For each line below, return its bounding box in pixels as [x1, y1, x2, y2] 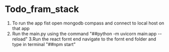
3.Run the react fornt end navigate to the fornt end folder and [28, 36, 156, 42]
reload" [12, 36, 28, 42]
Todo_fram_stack [5, 3, 79, 15]
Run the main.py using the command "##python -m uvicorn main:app [12, 30, 157, 36]
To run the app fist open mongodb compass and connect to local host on [12, 20, 164, 26]
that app [12, 25, 30, 31]
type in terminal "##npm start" [12, 41, 76, 47]
